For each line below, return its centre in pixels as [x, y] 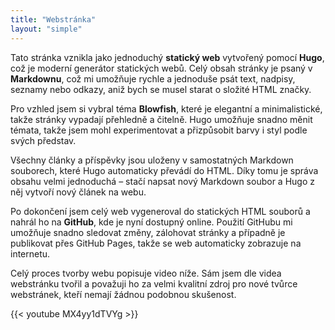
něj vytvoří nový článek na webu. [78, 192]
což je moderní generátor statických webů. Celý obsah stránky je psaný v [161, 68]
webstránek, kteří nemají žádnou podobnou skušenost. [123, 294]
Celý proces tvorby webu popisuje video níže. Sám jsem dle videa [146, 273]
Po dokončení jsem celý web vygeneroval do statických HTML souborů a [160, 211]
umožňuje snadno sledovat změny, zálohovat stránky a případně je [148, 232]
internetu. [30, 253]
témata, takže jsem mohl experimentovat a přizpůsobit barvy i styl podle [159, 130]
